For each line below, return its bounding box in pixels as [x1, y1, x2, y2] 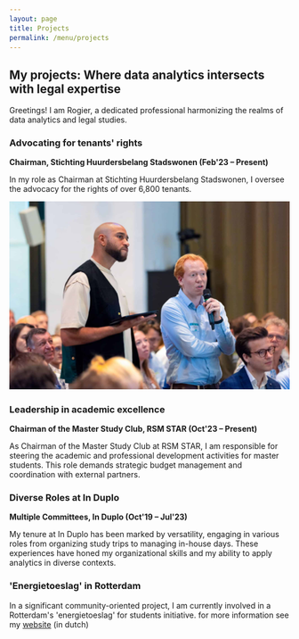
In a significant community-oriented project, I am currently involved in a [9, 600, 271, 610]
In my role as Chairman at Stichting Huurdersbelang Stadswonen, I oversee [9, 174, 285, 185]
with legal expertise [9, 81, 122, 96]
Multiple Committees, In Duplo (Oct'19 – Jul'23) [9, 511, 189, 522]
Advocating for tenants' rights [9, 137, 143, 149]
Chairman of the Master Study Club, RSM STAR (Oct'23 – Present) [9, 423, 258, 434]
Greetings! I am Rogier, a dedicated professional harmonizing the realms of [9, 105, 284, 116]
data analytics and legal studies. [9, 114, 127, 125]
